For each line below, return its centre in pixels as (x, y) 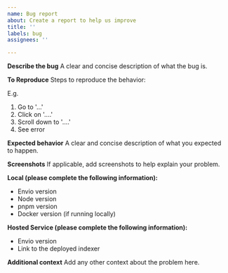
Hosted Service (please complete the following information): (98, 228)
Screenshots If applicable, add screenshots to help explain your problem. (114, 164)
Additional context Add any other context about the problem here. (103, 262)
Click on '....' (35, 115)
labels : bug (25, 33)
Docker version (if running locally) (66, 214)
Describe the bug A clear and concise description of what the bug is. (107, 66)
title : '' (22, 27)
